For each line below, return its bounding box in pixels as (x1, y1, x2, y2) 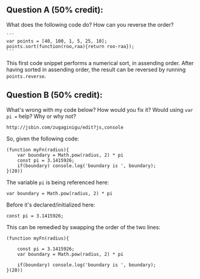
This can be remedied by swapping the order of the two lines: (6, 223, 161, 230)
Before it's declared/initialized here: (6, 201, 95, 208)
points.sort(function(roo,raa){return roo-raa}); (6, 43, 135, 49)
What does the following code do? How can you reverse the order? (6, 21, 174, 28)
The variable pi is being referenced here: (6, 179, 109, 186)
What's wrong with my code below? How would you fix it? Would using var (6, 106, 193, 113)
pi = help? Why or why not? (6, 112, 77, 120)
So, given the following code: (6, 135, 80, 142)
